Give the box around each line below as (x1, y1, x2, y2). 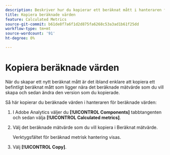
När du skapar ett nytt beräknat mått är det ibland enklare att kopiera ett (5, 79, 155, 85)
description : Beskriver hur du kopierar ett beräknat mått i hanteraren (5, 7, 162, 13)
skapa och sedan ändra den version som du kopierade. (5, 89, 120, 95)
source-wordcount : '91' (5, 31, 56, 36)
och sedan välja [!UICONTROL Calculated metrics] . (12, 114, 121, 121)
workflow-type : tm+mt (5, 26, 51, 31)
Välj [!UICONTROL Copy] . (12, 144, 67, 150)
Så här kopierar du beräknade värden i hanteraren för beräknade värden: (5, 99, 157, 105)
